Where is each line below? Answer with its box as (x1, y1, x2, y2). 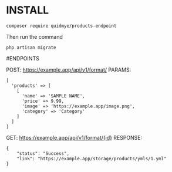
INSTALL (6, 4, 49, 17)
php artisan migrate (6, 45, 57, 50)
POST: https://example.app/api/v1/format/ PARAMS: (6, 66, 131, 73)
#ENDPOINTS (6, 55, 39, 62)
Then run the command (6, 33, 63, 40)
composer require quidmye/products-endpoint (6, 23, 117, 29)
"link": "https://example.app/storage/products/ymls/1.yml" (16, 156, 167, 161)
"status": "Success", (16, 150, 69, 156)
